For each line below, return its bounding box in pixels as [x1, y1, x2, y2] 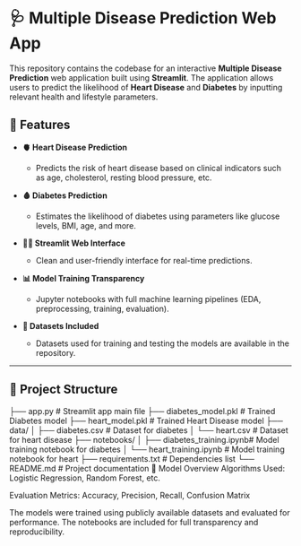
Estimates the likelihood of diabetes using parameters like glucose [35, 211, 280, 221]
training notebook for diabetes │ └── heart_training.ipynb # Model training [9, 444, 285, 455]
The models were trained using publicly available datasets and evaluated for [9, 507, 290, 517]
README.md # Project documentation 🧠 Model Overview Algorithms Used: [9, 463, 285, 473]
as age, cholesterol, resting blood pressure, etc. [35, 172, 212, 183]
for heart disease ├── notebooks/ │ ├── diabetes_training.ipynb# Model [9, 434, 279, 445]
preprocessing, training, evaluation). [35, 303, 169, 314]
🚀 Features [9, 117, 71, 133]
